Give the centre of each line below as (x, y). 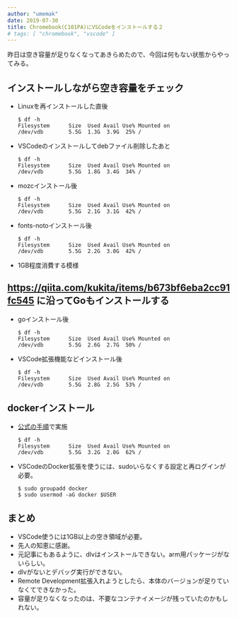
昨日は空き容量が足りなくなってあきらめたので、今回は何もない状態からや (116, 54)
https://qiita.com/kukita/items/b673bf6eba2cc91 (119, 288)
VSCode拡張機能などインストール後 (70, 358)
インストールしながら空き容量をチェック (96, 88)
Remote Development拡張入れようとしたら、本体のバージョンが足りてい (123, 581)
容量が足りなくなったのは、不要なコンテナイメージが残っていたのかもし (123, 598)
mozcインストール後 (47, 186)
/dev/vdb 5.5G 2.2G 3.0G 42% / (79, 252)
